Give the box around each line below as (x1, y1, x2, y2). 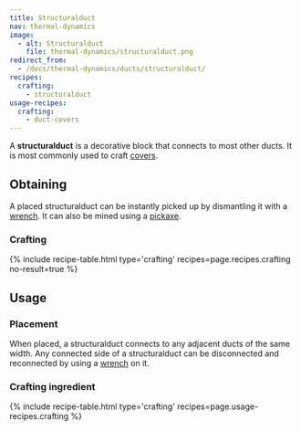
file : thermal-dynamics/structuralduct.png (26, 47, 194, 57)
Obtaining (9, 176, 67, 192)
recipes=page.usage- (177, 401, 259, 412)
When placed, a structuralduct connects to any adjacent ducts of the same (9, 338, 290, 349)
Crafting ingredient (9, 380, 96, 393)
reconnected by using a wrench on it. (9, 357, 150, 368)
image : (9, 30, 35, 39)
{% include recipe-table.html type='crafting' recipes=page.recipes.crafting (9, 254, 291, 265)
